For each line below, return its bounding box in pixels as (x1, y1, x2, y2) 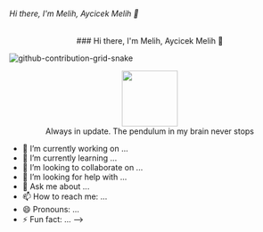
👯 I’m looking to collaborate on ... (21, 162, 144, 173)
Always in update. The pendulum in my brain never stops (45, 126, 255, 137)
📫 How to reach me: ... (21, 191, 108, 202)
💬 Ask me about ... (21, 181, 90, 192)
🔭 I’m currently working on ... (21, 144, 128, 154)
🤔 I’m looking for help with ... (21, 171, 127, 183)
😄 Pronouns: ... (21, 204, 80, 215)
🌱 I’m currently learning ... (21, 153, 118, 163)
